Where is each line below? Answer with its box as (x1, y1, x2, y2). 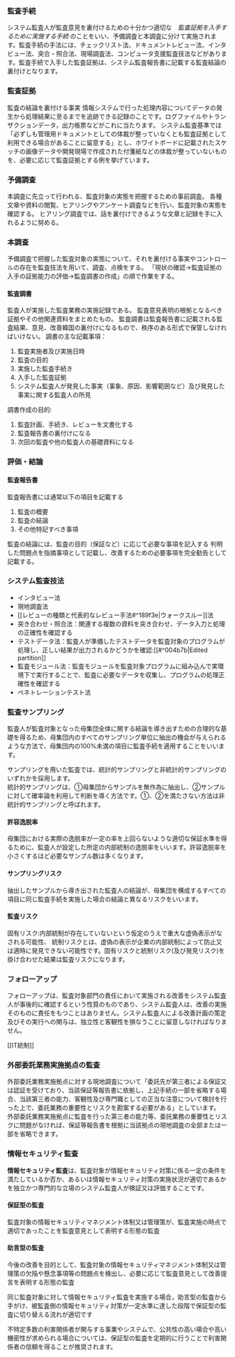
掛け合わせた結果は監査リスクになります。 (7, 955, 129, 963)
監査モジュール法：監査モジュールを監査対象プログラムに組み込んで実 (17, 662, 218, 670)
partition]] (17, 653, 47, 662)
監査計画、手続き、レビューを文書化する (17, 420, 134, 429)
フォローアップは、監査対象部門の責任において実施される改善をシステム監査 (7, 991, 227, 1000)
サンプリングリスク (7, 869, 63, 877)
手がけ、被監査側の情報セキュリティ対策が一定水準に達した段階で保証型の (7, 1302, 221, 1310)
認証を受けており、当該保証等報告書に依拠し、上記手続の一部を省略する (13, 1086, 221, 1095)
